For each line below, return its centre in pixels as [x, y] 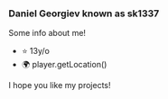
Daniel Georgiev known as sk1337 [84, 13]
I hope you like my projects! [60, 85]
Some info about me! [47, 33]
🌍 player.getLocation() [64, 65]
